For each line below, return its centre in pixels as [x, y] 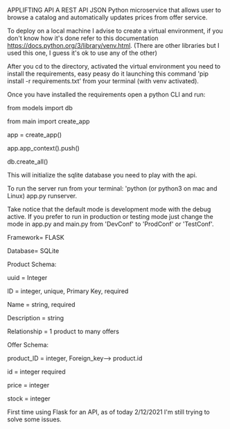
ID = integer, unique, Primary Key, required [68, 291]
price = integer [28, 385]
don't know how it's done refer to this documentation [83, 38]
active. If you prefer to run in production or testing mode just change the [110, 217]
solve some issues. [35, 419]
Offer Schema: [28, 345]
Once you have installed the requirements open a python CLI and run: [106, 94]
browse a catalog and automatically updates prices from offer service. [107, 17]
